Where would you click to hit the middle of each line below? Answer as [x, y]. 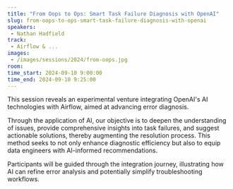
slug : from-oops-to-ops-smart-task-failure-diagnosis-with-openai [107, 20]
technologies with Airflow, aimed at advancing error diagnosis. [98, 107]
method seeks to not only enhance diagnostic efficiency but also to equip [114, 143]
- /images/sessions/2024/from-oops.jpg [69, 60]
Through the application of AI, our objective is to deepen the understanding [117, 121]
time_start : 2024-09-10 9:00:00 [55, 73]
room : [15, 66]
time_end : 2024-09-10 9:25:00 [52, 79]
